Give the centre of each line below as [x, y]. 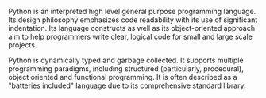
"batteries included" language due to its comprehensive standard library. [127, 85]
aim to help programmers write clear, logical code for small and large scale [130, 36]
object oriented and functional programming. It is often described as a [123, 77]
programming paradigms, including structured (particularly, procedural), [126, 69]
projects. [23, 45]
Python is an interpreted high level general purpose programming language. [132, 11]
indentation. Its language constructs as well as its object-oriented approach [132, 28]
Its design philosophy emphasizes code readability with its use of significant [133, 20]
